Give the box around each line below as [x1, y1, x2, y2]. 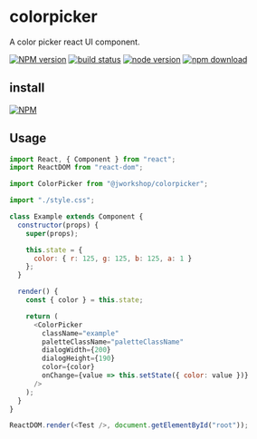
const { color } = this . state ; [25, 296, 144, 305]
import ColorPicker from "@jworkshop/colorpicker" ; [9, 180, 208, 189]
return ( [25, 311, 59, 321]
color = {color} [42, 363, 95, 372]
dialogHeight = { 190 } [42, 354, 116, 364]
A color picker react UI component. [9, 36, 140, 47]
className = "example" [42, 328, 119, 337]
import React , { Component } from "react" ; [9, 154, 176, 164]
